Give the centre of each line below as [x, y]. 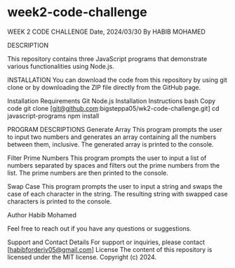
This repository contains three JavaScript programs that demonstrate [107, 59]
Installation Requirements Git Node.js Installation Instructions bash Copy [112, 101]
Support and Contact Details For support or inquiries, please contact [106, 242]
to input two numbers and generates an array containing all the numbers [112, 137]
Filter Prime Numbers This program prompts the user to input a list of [107, 158]
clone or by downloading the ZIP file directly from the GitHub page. [104, 87]
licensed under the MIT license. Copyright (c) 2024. [82, 257]
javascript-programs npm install [53, 116]
